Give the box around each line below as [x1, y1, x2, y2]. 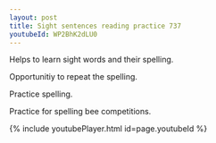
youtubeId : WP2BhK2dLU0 [9, 29, 98, 38]
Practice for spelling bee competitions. [9, 106, 152, 117]
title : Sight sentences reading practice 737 [9, 21, 181, 30]
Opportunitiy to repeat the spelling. [9, 71, 138, 82]
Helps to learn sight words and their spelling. [9, 55, 174, 65]
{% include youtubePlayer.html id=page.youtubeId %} [9, 123, 208, 134]
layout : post [9, 13, 58, 22]
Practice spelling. [9, 88, 73, 99]
